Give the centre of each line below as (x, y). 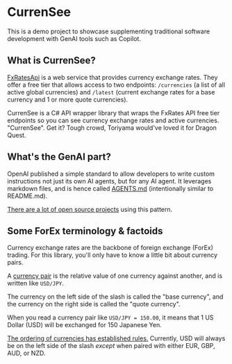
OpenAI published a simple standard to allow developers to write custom (111, 174)
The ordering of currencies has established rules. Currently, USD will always (116, 338)
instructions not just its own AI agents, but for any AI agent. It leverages (109, 181)
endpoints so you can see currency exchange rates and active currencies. (113, 120)
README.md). (27, 196)
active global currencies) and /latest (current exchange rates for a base (111, 92)
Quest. (17, 135)
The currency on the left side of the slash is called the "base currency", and (115, 297)
